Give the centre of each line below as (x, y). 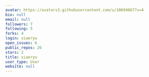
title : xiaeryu (21, 57)
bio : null (16, 15)
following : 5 (19, 29)
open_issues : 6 (21, 43)
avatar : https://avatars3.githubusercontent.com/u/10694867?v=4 (74, 10)
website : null (20, 66)
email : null (18, 19)
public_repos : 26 (24, 48)
